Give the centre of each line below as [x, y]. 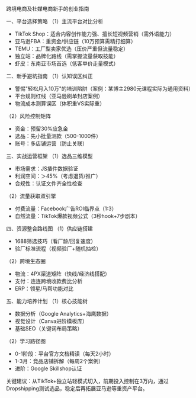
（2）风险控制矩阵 [29, 116]
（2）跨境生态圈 [26, 261]
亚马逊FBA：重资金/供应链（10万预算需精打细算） [75, 41]
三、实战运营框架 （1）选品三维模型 [49, 156]
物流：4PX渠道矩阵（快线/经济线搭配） [62, 274]
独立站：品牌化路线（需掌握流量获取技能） [67, 56]
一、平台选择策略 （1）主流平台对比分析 [55, 21]
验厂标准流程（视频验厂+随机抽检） [58, 248]
